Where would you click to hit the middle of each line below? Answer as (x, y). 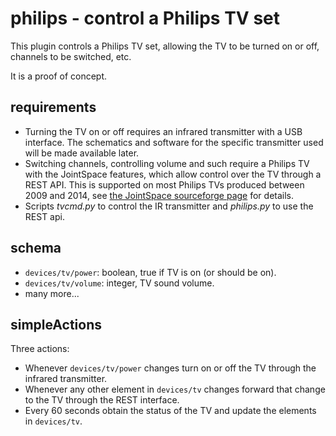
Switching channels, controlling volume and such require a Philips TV (167, 163)
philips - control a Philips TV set (145, 18)
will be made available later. (82, 153)
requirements (53, 107)
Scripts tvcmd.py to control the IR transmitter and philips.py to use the (169, 206)
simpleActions (56, 324)
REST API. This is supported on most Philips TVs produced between (164, 184)
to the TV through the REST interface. (102, 400)
